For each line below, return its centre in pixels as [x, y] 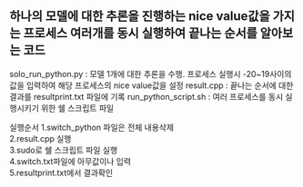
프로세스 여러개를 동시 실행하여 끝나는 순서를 [140, 33]
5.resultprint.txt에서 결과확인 [61, 172]
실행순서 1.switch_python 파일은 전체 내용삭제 [92, 127]
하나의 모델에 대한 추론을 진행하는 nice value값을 [140, 16]
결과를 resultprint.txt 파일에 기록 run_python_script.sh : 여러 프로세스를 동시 [146, 96]
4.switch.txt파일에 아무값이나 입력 [71, 161]
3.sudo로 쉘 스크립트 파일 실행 [64, 150]
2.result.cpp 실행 [40, 138]
